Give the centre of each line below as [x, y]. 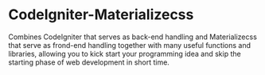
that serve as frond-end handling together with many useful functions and [130, 45]
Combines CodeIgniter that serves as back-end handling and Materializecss [132, 37]
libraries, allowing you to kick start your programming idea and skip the [125, 53]
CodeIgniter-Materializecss [101, 15]
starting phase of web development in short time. [89, 62]
